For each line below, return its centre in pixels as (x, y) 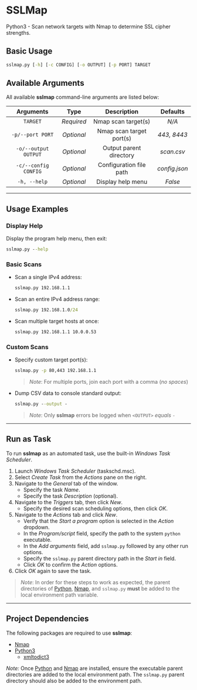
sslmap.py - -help (27, 249)
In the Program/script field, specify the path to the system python (102, 533)
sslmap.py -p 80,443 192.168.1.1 (55, 371)
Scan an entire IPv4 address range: (57, 299)
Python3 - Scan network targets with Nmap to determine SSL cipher (89, 26)
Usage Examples (37, 209)
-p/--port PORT (33, 135)
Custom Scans (27, 347)
